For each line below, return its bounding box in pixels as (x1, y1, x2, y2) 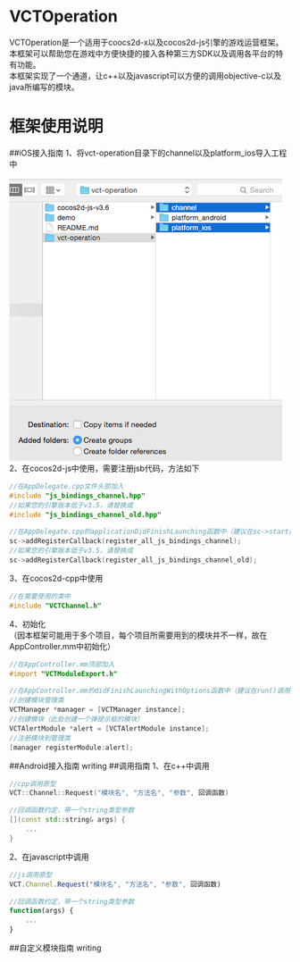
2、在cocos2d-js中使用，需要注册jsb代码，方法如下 (9, 463, 200, 473)
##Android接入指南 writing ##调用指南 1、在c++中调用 (9, 760, 210, 771)
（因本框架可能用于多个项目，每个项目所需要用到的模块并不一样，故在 (9, 630, 268, 640)
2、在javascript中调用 (9, 851, 89, 862)
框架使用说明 (9, 116, 104, 137)
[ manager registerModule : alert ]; (9, 743, 134, 752)
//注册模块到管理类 (9, 733, 71, 742)
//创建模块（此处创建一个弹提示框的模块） (9, 715, 145, 724)
